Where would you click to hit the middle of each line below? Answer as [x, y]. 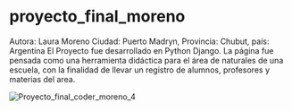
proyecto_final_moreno [97, 17]
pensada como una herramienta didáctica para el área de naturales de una [146, 60]
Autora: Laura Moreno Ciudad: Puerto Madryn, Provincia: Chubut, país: [139, 41]
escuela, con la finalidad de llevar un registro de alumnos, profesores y [140, 70]
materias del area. [42, 79]
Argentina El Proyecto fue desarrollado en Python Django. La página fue [142, 50]
